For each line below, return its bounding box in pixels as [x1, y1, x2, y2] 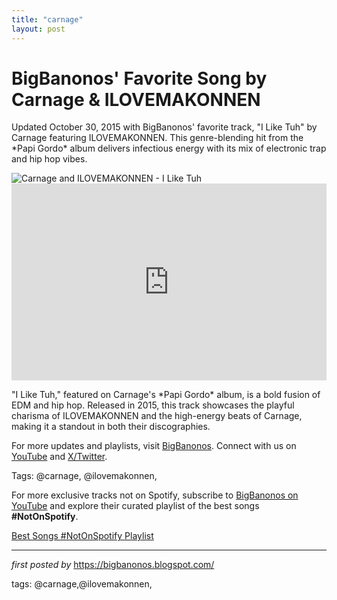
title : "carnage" [11, 14, 84, 25]
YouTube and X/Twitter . [11, 451, 108, 463]
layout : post [11, 24, 66, 34]
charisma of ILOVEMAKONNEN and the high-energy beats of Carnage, [11, 410, 303, 422]
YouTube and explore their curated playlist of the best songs [11, 500, 260, 512]
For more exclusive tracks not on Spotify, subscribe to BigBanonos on [11, 489, 299, 501]
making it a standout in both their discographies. [11, 421, 211, 433]
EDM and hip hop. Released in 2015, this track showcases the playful [11, 399, 295, 411]
